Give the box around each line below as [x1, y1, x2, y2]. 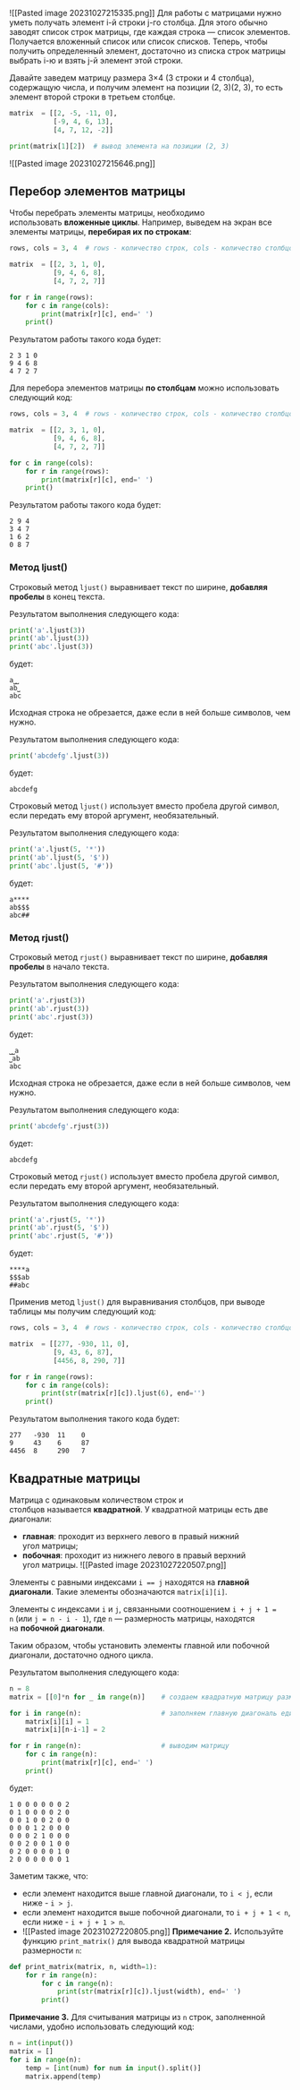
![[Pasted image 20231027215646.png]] [9, 158, 156, 168]
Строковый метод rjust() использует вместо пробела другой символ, [9, 1170, 279, 1181]
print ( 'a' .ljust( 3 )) [9, 626, 87, 635]
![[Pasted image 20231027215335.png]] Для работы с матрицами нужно [9, 8, 282, 18]
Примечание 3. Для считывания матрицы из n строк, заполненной [9, 2012, 266, 2023]
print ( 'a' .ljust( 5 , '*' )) [9, 845, 105, 854]
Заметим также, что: [9, 1871, 89, 1881]
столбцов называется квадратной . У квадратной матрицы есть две [9, 1503, 269, 1514]
